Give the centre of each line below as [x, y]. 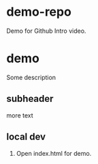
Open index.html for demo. [54, 153]
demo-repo [39, 12]
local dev [26, 137]
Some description [31, 77]
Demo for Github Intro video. [46, 31]
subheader [30, 99]
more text [20, 115]
